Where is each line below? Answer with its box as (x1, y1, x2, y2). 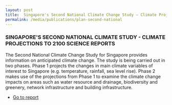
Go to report (12, 94, 39, 100)
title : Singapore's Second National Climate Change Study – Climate (5, 12, 157, 17)
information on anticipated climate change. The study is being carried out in (5, 57, 165, 63)
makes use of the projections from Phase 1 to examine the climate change (5, 73, 161, 80)
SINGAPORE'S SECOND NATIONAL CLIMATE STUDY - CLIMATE (5, 34, 165, 41)
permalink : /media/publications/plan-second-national (5, 17, 123, 22)
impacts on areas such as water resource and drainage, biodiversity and (5, 78, 158, 85)
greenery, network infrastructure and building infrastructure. (5, 84, 133, 90)
